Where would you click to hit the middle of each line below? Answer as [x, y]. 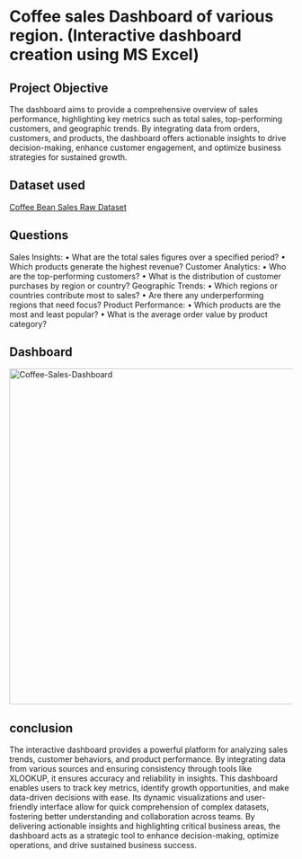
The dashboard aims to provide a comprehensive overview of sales [134, 109]
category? [28, 323]
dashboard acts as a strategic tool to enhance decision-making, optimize [144, 836]
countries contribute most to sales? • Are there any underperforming [137, 295]
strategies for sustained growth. [68, 157]
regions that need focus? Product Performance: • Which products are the [145, 305]
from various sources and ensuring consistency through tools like [131, 769]
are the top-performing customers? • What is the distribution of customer [145, 276]
